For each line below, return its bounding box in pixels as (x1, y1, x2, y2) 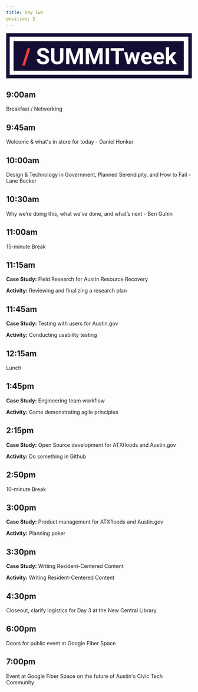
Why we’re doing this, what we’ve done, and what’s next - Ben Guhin (6, 210, 173, 217)
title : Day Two (6, 9, 44, 15)
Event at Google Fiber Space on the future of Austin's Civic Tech (6, 672, 163, 680)
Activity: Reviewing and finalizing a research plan (6, 287, 127, 294)
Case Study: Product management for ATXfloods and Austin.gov (6, 518, 164, 525)
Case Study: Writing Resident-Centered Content (6, 563, 124, 570)
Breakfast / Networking (6, 105, 63, 112)
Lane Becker (6, 177, 37, 184)
